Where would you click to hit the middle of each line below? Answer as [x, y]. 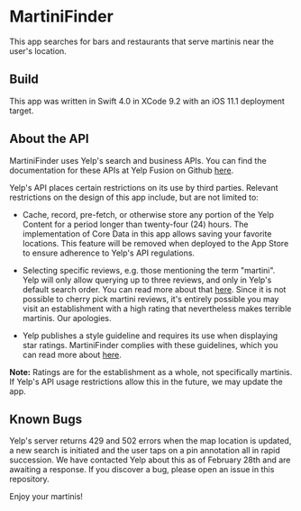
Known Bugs [46, 419]
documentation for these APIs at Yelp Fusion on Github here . [122, 170]
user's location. [38, 50]
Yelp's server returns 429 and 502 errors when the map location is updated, [150, 441]
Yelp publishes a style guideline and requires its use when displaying [150, 336]
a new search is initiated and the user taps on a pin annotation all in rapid [145, 451]
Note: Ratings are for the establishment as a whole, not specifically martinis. [151, 372]
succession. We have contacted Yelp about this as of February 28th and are [150, 460]
